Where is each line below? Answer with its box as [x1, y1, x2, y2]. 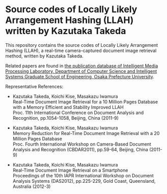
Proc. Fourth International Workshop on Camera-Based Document [12, 141, 151, 147]
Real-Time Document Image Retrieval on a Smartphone [12, 167, 128, 173]
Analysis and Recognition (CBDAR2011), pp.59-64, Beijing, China [12, 146, 149, 152]
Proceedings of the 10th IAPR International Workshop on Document [12, 172, 154, 179]
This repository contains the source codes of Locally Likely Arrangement [5, 42, 158, 48]
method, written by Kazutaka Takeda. [5, 52, 84, 59]
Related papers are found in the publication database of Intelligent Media [5, 63, 158, 69]
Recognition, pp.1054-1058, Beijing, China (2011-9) [12, 115, 119, 121]
